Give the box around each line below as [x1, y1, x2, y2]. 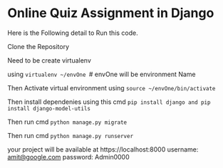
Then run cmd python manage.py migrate [7, 117, 128, 126]
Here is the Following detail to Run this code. [7, 28, 139, 37]
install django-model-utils [7, 105, 91, 112]
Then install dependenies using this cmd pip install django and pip [7, 98, 211, 106]
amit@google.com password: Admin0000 [7, 152, 130, 161]
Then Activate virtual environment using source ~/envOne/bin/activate [7, 83, 216, 92]
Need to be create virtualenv [7, 56, 91, 65]
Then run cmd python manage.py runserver [7, 131, 134, 140]
